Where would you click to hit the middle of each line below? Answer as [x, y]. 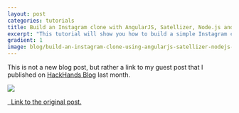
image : [17, 47]
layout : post [27, 14]
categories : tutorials [41, 21]
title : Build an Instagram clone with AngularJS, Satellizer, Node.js [114, 27]
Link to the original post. [46, 102]
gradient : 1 [25, 41]
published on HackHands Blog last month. [69, 75]
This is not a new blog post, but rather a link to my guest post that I [105, 67]
